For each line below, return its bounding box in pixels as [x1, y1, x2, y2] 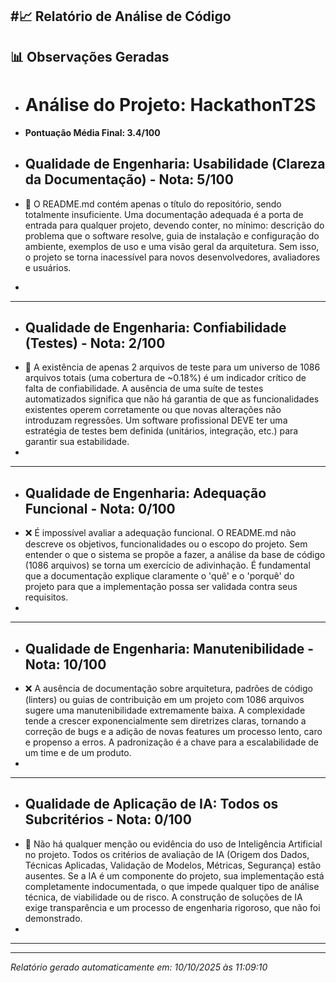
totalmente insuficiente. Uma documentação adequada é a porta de [24, 208, 304, 220]
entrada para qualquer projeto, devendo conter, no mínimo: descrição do [24, 219, 325, 231]
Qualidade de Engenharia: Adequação [24, 484, 267, 502]
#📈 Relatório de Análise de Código [10, 8, 232, 25]
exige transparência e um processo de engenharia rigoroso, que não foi [24, 901, 321, 913]
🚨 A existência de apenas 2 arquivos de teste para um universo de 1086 [24, 361, 321, 373]
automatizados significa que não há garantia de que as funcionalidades [24, 393, 320, 405]
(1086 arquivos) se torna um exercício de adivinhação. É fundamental [24, 559, 311, 572]
